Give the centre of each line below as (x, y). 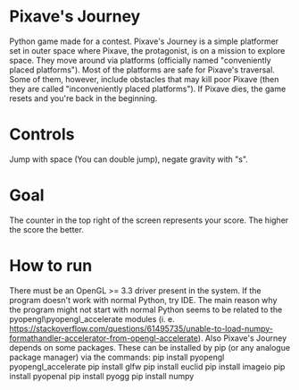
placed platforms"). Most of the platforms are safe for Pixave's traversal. (142, 70)
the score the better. (47, 229)
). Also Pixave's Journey (242, 338)
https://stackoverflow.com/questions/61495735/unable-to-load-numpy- (141, 328)
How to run (51, 266)
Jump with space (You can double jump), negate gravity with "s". (129, 159)
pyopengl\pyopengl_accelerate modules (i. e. (92, 318)
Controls (42, 135)
